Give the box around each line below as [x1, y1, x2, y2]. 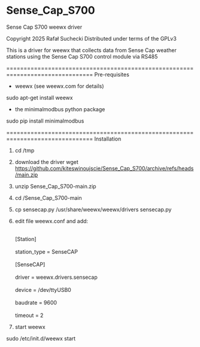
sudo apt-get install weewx [6, 94, 73, 101]
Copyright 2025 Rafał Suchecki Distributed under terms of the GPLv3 [6, 35, 177, 42]
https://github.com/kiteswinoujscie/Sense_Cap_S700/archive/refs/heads [14, 165, 194, 172]
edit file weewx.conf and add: [14, 217, 89, 224]
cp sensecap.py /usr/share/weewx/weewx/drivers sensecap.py [14, 206, 172, 213]
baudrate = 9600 [14, 299, 57, 306]
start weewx [14, 323, 46, 330]
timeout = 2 [14, 312, 44, 319]
